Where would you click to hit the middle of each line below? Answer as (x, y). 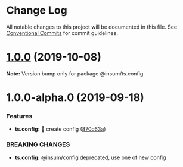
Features (19, 116)
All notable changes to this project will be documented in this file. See (92, 27)
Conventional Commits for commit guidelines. (62, 33)
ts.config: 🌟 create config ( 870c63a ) (60, 129)
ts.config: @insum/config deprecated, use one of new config (90, 157)
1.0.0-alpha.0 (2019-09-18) (75, 98)
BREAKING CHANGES (38, 144)
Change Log (37, 10)
